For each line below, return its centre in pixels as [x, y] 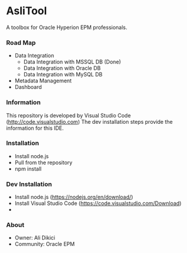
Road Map [21, 43]
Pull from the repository [43, 162]
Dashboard [28, 87]
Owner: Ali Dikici [35, 238]
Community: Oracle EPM [45, 244]
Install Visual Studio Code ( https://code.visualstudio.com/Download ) [98, 203]
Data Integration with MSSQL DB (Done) [72, 62]
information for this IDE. [35, 128]
